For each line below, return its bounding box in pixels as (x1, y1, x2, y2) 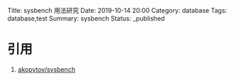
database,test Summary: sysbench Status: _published (7, 14, 165, 23)
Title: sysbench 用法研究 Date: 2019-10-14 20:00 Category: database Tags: (7, 6, 228, 14)
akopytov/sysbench (17, 65, 76, 73)
